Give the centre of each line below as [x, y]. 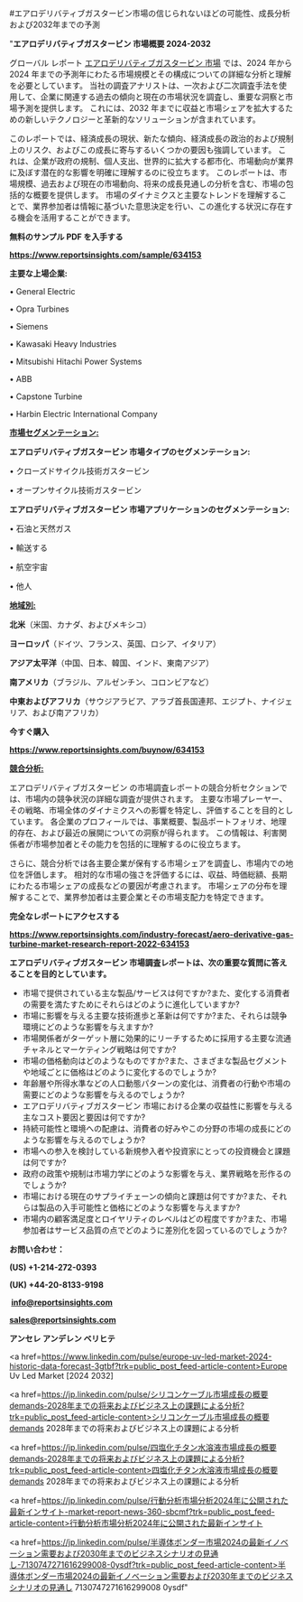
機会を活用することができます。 [76, 218]
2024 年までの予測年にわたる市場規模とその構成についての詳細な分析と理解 [150, 74]
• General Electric [42, 291]
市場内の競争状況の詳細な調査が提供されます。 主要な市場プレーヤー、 [156, 799]
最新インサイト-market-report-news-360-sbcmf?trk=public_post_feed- [142, 1512]
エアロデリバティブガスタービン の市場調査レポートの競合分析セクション [145, 787]
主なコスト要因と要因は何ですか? [84, 1117]
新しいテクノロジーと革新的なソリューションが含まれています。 [143, 119]
